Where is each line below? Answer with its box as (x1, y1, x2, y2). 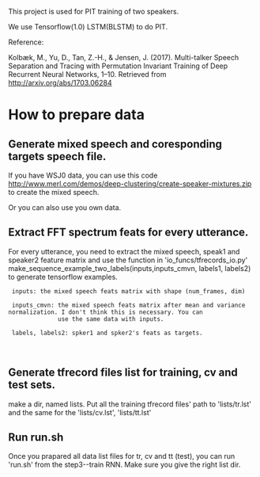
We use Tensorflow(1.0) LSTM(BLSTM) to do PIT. (8, 22, 168, 31)
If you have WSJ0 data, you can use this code (8, 170, 158, 180)
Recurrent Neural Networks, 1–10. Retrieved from (8, 70, 168, 78)
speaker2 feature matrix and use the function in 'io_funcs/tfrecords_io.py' (8, 255, 248, 265)
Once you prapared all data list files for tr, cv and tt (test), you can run (8, 452, 236, 461)
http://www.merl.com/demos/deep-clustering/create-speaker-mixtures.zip (8, 179, 252, 189)
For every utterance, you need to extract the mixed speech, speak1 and (8, 246, 240, 256)
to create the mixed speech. (8, 188, 100, 197)
